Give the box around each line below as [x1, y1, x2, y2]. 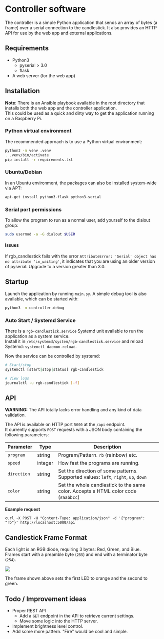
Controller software [5, 3, 86, 15]
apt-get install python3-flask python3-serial [5, 194, 102, 199]
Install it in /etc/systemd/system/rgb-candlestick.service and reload [5, 339, 143, 344]
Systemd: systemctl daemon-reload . [5, 343, 77, 350]
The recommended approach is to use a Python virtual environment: [5, 138, 143, 145]
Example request [5, 507, 41, 512]
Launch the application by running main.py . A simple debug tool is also [5, 291, 147, 297]
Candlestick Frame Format [5, 533, 87, 542]
